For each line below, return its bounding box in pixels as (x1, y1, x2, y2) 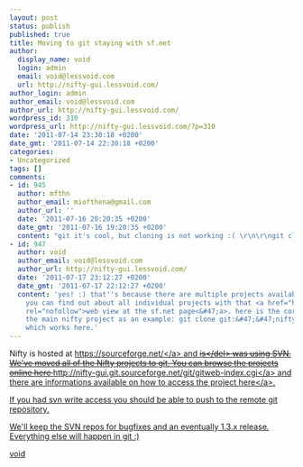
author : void (17, 248, 67, 257)
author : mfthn (17, 189, 70, 198)
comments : (9, 172, 47, 181)
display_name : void (17, 55, 91, 64)
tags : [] (9, 164, 42, 173)
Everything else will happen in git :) (9, 431, 140, 442)
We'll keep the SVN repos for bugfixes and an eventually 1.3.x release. (9, 421, 270, 432)
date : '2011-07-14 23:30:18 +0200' (9, 131, 143, 140)
